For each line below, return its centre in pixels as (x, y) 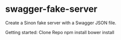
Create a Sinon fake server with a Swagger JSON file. (61, 23)
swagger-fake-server (51, 9)
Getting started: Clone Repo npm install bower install (60, 32)
